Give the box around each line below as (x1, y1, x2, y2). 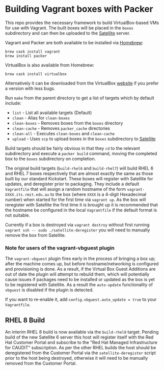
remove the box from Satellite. (5, 232, 66, 238)
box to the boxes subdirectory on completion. (5, 156, 96, 162)
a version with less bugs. (5, 85, 55, 91)
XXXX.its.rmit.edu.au (5, 192, 50, 197)
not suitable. (5, 212, 30, 218)
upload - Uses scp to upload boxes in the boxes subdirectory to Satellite (12, 136, 156, 142)
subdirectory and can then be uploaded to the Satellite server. (5, 30, 131, 36)
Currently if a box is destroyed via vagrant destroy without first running (5, 222, 150, 228)
